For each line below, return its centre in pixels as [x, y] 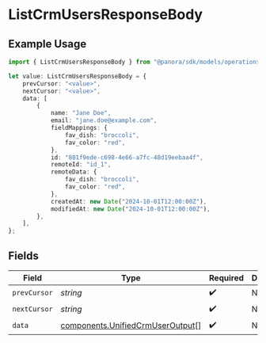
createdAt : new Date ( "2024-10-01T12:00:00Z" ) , [129, 201]
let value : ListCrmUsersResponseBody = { [78, 76]
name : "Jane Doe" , [81, 113]
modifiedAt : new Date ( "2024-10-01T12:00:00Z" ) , [131, 209]
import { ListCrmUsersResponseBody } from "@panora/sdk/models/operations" [136, 62]
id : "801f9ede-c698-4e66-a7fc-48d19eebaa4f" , [127, 157]
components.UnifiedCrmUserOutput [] [131, 326]
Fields [24, 255]
